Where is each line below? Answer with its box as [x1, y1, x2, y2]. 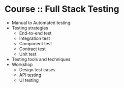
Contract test [19, 46, 46, 52]
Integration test [19, 35, 50, 41]
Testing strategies [11, 25, 49, 30]
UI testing [19, 77, 39, 83]
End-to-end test [19, 30, 52, 36]
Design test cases [19, 66, 56, 72]
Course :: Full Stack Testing [4, 3, 119, 15]
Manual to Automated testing [11, 20, 71, 26]
